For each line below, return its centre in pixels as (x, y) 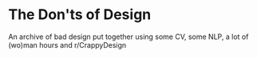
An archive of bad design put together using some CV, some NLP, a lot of (128, 37)
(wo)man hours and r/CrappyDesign (67, 44)
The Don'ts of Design (80, 15)
